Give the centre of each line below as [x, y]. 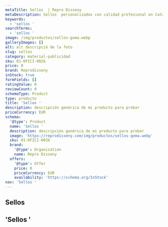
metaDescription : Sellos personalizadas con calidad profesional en [79, 15]
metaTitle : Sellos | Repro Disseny [43, 10]
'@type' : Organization [38, 150]
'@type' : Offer [30, 163]
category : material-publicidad [38, 56]
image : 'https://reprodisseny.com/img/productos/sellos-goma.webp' [81, 136]
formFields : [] [21, 80]
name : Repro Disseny [35, 154]
